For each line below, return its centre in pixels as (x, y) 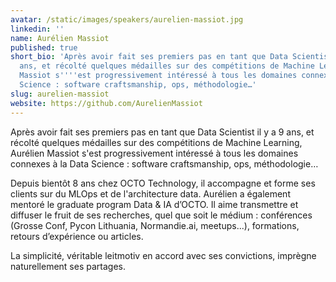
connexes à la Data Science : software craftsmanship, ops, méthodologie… (164, 163)
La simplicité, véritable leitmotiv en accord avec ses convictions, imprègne (163, 255)
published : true (44, 47)
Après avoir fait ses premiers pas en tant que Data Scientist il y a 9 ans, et (162, 132)
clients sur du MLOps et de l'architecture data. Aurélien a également (150, 193)
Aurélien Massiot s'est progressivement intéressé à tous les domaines (154, 153)
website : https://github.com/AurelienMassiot (106, 103)
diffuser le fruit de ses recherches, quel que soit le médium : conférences (161, 215)
